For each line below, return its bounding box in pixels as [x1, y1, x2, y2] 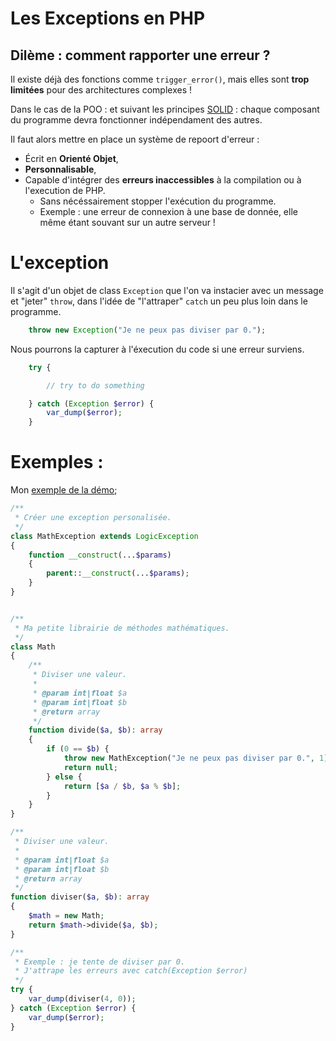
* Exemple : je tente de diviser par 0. [14, 957, 186, 967]
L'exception [10, 252, 110, 274]
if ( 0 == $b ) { [46, 744, 110, 754]
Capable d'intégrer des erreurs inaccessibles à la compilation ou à [24, 174, 302, 186]
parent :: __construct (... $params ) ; [46, 568, 190, 579]
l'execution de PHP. [24, 185, 106, 196]
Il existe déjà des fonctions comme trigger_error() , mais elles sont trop [10, 73, 310, 85]
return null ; [63, 762, 118, 772]
